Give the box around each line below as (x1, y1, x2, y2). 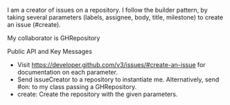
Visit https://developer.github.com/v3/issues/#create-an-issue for (17, 61, 206, 68)
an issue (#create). (7, 21, 61, 28)
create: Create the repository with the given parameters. (17, 90, 178, 98)
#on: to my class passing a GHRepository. (17, 83, 137, 90)
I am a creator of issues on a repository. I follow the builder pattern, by (7, 6, 208, 14)
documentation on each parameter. (17, 68, 118, 76)
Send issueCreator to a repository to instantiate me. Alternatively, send (17, 75, 220, 84)
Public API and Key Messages (7, 48, 92, 55)
